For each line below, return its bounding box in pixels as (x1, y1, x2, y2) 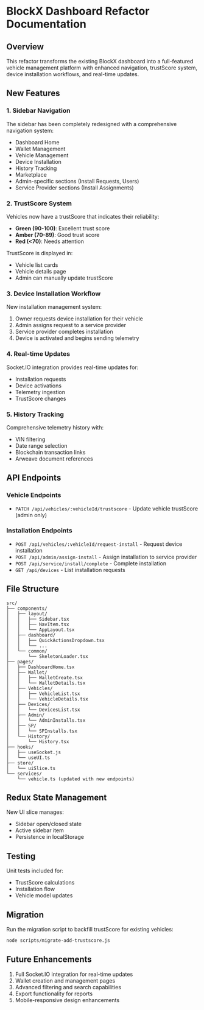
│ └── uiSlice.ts (6, 765, 56, 771)
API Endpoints (6, 473, 62, 483)
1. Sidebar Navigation (6, 107, 71, 115)
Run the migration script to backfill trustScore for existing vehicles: (6, 926, 174, 933)
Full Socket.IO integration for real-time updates (15, 970, 133, 978)
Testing (6, 851, 36, 861)
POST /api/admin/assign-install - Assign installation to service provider (15, 553, 197, 560)
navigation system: (6, 127, 54, 134)
